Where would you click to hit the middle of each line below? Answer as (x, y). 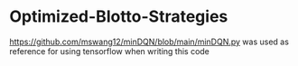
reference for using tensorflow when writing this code (110, 51)
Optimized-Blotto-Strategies (119, 17)
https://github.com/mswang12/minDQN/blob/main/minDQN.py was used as (149, 42)
